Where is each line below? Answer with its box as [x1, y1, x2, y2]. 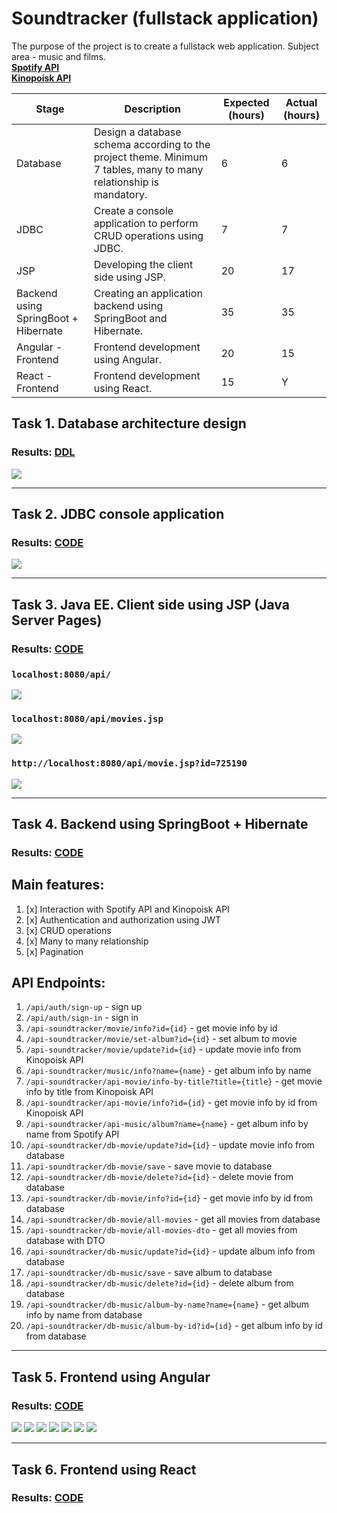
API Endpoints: [11, 975, 106, 992]
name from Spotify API [25, 1128, 120, 1141]
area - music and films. [11, 50, 106, 62]
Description [124, 102, 181, 116]
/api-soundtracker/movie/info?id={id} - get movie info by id [25, 1022, 278, 1034]
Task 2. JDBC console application [11, 506, 225, 523]
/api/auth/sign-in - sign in [25, 1012, 139, 1024]
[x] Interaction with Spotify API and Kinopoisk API [25, 903, 230, 915]
